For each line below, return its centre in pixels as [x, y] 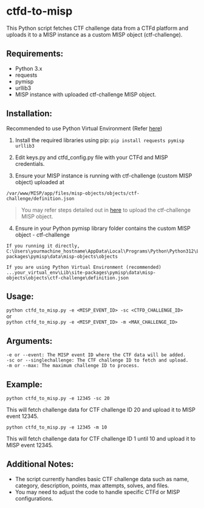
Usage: [20, 296]
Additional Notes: [40, 464]
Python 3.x [29, 68]
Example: [24, 385]
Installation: [29, 114]
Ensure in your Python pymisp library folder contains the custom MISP [103, 228]
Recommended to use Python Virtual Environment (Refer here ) [84, 128]
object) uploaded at [40, 182]
